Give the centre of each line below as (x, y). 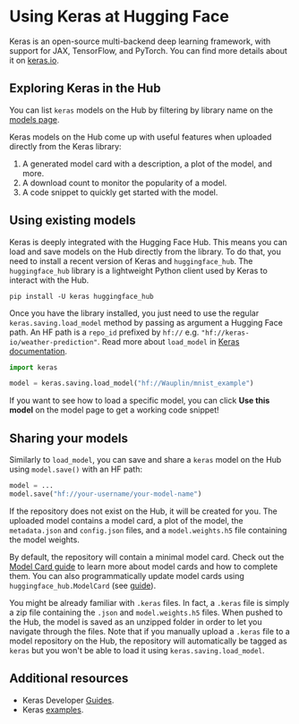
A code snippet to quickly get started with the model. (120, 192)
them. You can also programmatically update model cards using (127, 575)
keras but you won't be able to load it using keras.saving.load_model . (137, 650)
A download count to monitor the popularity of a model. (124, 183)
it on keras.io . (34, 60)
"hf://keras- (225, 333)
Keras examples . (53, 710)
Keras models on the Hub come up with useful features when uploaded (141, 137)
